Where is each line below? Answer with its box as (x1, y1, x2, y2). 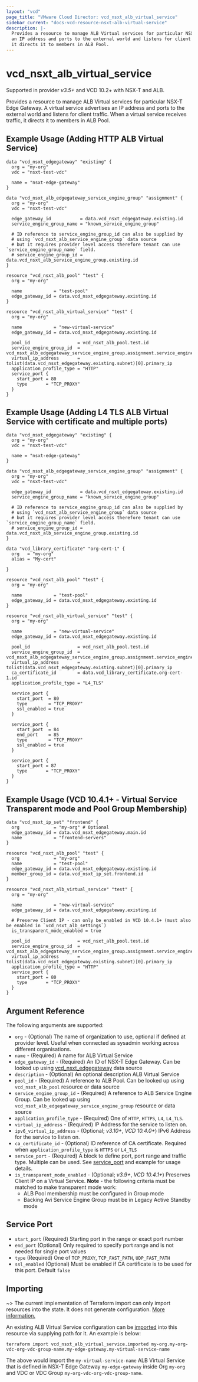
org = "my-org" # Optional (11, 824, 110, 830)
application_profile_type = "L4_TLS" (11, 680, 104, 686)
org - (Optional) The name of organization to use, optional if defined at (14, 1033, 186, 1040)
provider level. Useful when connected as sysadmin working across (14, 1039, 180, 1047)
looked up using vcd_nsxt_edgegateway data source (14, 1064, 143, 1072)
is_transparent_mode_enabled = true (11, 928, 101, 934)
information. (6, 1312, 36, 1319)
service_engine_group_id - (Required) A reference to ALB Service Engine (14, 1090, 192, 1097)
